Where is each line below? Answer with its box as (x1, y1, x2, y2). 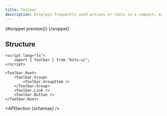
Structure (5, 40, 36, 48)
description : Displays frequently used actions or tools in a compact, (5, 12, 157, 17)
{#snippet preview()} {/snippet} (5, 25, 70, 31)
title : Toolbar (5, 7, 37, 12)
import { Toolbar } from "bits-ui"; (14, 58, 90, 63)
